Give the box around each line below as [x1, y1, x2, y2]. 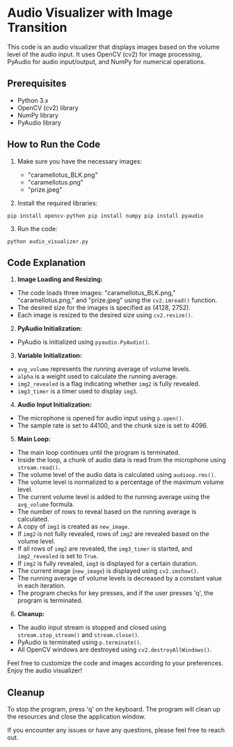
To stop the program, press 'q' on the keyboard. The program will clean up [7, 705, 220, 714]
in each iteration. [17, 581, 66, 590]
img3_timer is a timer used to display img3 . [17, 387, 138, 395]
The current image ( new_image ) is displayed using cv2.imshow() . [17, 567, 199, 575]
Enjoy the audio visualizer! [7, 666, 82, 675]
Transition [7, 19, 67, 36]
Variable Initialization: [17, 352, 82, 360]
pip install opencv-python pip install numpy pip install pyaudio [7, 212, 204, 219]
